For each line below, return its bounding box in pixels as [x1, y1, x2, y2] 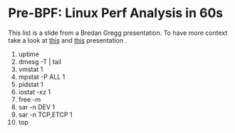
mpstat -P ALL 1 [18, 73, 66, 81]
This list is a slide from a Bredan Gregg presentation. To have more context [8, 28, 228, 37]
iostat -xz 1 [18, 87, 51, 96]
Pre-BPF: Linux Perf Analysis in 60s [8, 5, 224, 21]
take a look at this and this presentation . [8, 36, 127, 44]
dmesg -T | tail [18, 57, 61, 65]
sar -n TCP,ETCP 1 [18, 110, 73, 119]
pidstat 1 [18, 80, 43, 88]
